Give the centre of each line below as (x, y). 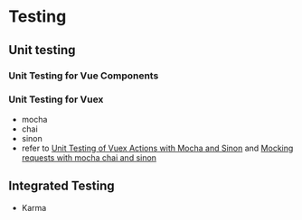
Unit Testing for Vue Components (84, 76)
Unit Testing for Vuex (56, 99)
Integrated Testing (61, 186)
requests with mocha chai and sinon (89, 157)
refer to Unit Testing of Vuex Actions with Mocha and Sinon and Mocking (157, 148)
